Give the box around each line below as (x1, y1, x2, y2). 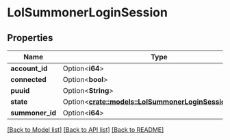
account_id (10, 64, 48, 73)
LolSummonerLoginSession (7, 5, 168, 20)
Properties (7, 32, 53, 44)
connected (10, 75, 47, 84)
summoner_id (10, 108, 57, 117)
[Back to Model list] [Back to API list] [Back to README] (7, 126, 164, 134)
